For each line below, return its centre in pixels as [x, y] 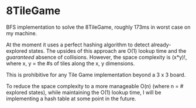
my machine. [22, 33]
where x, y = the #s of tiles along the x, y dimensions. [71, 63]
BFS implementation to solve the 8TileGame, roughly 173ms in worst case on [98, 27]
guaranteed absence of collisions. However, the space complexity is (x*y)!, [97, 57]
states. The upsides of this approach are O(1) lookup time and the [107, 50]
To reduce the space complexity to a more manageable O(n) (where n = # [95, 86]
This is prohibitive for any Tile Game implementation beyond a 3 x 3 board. [96, 75]
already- [161, 45]
